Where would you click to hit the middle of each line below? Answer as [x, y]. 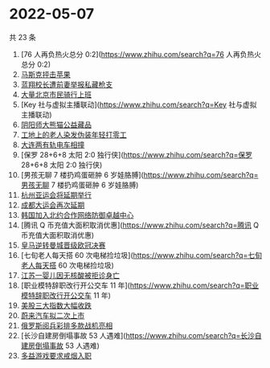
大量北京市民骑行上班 [56, 94]
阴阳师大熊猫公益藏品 [56, 125]
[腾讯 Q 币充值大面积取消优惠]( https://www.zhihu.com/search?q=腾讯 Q [140, 225]
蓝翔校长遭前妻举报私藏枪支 [67, 84]
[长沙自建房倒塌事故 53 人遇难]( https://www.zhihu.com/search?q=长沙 [138, 335]
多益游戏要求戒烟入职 [56, 355]
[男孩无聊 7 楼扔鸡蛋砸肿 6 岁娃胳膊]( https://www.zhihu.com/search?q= [139, 174]
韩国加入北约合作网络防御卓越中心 [77, 215]
